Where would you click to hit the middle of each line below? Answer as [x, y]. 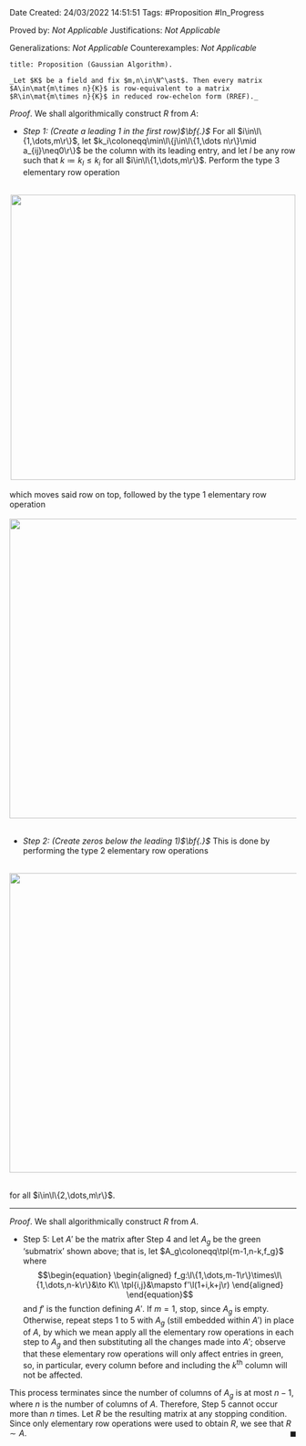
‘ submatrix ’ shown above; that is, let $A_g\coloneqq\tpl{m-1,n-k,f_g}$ [153, 1251]
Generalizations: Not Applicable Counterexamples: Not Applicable [133, 48]
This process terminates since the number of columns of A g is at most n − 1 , [152, 1394]
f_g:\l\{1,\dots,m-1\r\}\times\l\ [228, 1274]
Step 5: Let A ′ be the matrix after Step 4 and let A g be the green [142, 1240]
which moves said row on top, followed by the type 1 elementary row [138, 494]
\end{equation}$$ [160, 1294]
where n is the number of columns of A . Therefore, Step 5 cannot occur [144, 1404]
